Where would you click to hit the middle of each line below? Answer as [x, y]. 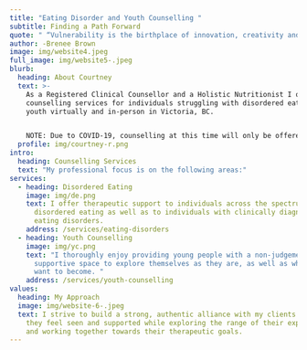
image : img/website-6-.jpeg [71, 306]
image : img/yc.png [61, 246]
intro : [22, 153]
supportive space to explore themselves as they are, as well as [160, 263]
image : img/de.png [61, 196]
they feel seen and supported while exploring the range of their [155, 323]
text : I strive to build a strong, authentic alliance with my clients [157, 314]
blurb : [22, 69]
